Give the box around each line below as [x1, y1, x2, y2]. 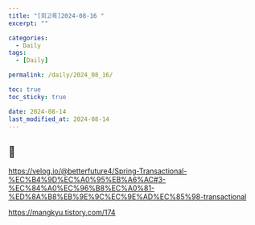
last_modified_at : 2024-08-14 [8, 115, 110, 123]
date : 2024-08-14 [8, 107, 67, 115]
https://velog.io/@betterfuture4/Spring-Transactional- [8, 166, 187, 176]
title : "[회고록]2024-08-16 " [8, 11, 105, 20]
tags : [8, 49, 27, 57]
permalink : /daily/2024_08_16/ [8, 71, 113, 79]
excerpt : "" [8, 19, 48, 27]
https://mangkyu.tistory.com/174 [8, 207, 116, 218]
